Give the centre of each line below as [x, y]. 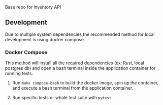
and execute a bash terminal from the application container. [73, 88]
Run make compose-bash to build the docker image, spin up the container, [85, 83]
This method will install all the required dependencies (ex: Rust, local [75, 63]
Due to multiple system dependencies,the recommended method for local [80, 34]
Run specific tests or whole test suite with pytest [62, 98]
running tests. [19, 74]
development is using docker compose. [45, 39]
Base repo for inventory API [33, 7]
